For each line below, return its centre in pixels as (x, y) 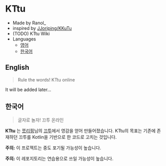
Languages (24, 39)
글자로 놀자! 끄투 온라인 (41, 120)
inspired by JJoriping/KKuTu (42, 28)
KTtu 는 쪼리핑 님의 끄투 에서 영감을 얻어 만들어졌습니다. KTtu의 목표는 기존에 (80, 131)
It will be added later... (28, 90)
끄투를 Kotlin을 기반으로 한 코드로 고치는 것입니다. (68, 137)
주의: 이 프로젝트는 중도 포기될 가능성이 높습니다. (53, 148)
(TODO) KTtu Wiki (31, 33)
